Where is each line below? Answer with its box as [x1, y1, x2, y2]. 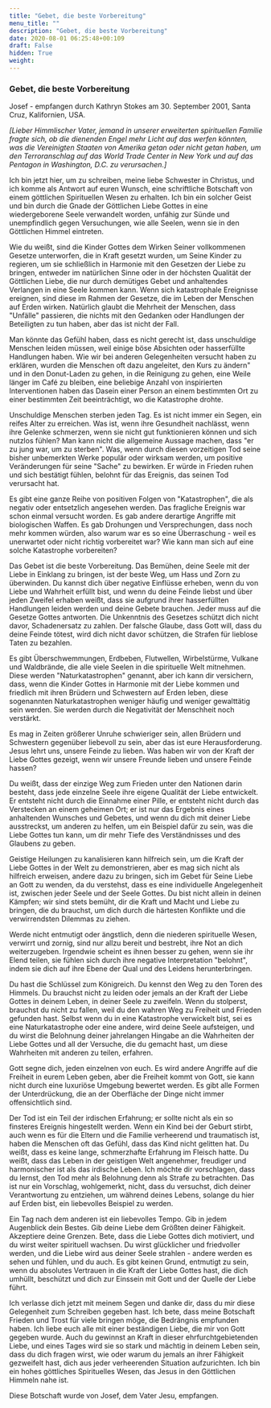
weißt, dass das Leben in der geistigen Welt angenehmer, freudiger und [9, 1156, 247, 1166]
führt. [9, 1282, 27, 1292]
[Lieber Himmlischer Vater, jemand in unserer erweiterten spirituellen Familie [9, 126, 263, 135]
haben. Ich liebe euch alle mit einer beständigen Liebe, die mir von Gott [9, 1324, 245, 1334]
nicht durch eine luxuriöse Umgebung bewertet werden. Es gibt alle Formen [9, 1081, 260, 1090]
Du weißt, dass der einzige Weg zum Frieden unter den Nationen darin [9, 779, 242, 788]
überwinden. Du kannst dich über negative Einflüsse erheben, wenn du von [9, 578, 259, 588]
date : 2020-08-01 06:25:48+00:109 [9, 34, 125, 43]
